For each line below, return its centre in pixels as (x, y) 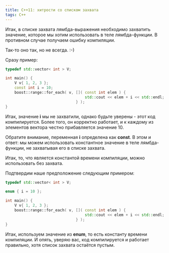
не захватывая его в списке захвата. (66, 148)
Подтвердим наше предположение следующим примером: (70, 173)
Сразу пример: (22, 60)
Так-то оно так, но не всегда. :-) (40, 50)
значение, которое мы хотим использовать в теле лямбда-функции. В (81, 35)
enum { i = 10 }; (24, 191)
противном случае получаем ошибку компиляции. (60, 40)
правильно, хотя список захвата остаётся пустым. (60, 245)
